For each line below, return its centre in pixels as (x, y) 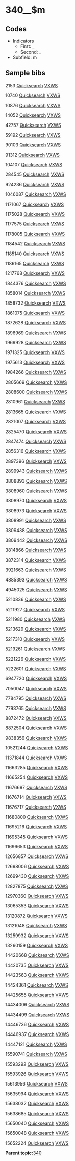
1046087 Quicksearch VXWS (36, 194)
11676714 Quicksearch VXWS (36, 797)
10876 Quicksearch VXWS (33, 105)
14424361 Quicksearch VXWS (37, 985)
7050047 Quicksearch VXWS (36, 688)
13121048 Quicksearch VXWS (36, 925)
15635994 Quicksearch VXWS (37, 1094)
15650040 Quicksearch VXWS (37, 1123)
